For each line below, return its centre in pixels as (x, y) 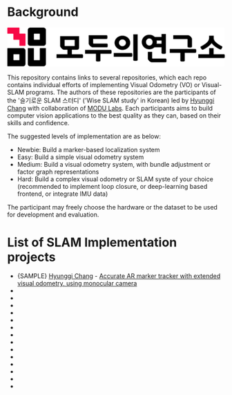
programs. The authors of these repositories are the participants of (121, 92)
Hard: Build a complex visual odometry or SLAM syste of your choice (115, 179)
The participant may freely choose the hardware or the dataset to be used (112, 207)
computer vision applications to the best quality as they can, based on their (114, 116)
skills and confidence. (38, 122)
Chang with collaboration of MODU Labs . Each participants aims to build (110, 108)
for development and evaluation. (53, 214)
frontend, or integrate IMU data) (62, 194)
